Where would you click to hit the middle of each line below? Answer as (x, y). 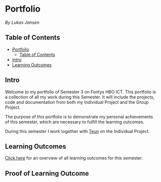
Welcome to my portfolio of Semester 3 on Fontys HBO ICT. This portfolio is (80, 92)
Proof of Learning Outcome (47, 173)
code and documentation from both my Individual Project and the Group (77, 102)
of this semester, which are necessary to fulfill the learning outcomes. (75, 122)
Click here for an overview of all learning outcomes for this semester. (74, 158)
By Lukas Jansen (22, 22)
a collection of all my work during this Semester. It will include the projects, (80, 97)
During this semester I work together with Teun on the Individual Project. (77, 131)
